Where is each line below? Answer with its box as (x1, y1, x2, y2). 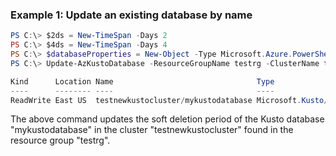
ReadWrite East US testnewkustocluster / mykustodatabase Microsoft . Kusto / (10, 95, 329, 105)
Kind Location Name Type (10, 76, 275, 87)
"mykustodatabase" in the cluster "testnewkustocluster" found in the (10, 124, 294, 136)
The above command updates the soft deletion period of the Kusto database (10, 113, 325, 125)
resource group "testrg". (10, 134, 111, 147)
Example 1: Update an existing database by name (10, 8, 253, 22)
